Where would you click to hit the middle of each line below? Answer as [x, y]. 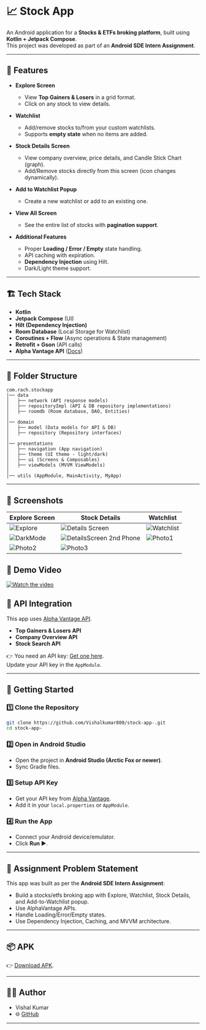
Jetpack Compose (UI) [44, 318]
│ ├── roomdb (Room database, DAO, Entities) [68, 412]
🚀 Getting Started [40, 690]
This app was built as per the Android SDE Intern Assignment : [86, 883]
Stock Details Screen [42, 146]
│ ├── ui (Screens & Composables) [53, 460]
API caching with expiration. [60, 255]
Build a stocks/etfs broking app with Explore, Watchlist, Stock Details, [103, 895]
